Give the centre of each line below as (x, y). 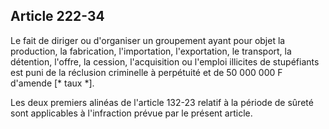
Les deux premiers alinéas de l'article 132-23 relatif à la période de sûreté (162, 102)
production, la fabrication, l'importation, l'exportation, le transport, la (151, 51)
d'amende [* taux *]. (52, 83)
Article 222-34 (57, 16)
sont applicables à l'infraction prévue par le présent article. (131, 113)
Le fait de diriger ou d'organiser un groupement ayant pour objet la (148, 40)
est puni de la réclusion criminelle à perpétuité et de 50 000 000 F (146, 72)
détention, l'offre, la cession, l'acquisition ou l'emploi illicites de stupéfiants (165, 61)
